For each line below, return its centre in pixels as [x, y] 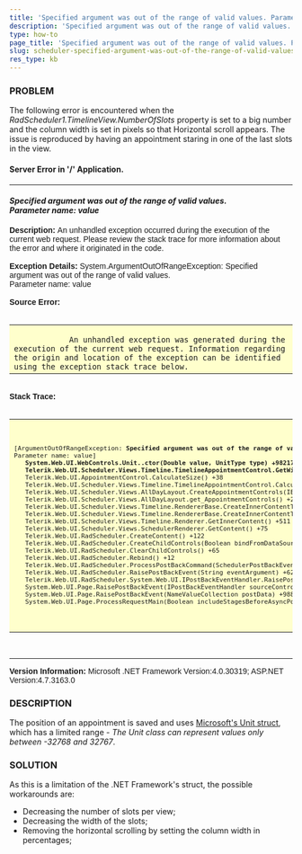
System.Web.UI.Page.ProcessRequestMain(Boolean [109, 601]
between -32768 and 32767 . [62, 742]
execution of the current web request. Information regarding [150, 348]
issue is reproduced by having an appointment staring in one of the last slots [151, 139]
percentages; [47, 841]
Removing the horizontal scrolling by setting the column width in [141, 831]
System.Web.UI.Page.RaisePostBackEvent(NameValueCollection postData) [150, 594]
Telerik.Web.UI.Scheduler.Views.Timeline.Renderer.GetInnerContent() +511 [158, 521]
